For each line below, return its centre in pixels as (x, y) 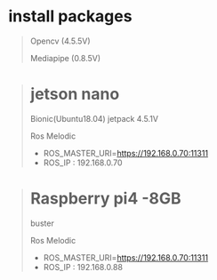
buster (42, 223)
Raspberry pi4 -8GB (105, 199)
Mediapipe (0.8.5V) (65, 58)
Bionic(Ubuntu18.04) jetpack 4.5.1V (94, 118)
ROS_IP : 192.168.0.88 (83, 267)
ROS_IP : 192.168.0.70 (83, 163)
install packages (70, 16)
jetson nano (75, 94)
